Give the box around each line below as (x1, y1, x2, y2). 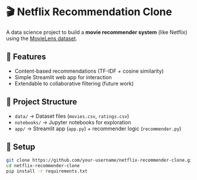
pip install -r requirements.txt (6, 168, 88, 174)
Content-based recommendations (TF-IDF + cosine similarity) (14, 67, 164, 74)
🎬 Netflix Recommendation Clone (6, 5, 172, 19)
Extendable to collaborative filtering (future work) (14, 80, 134, 87)
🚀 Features (6, 52, 46, 62)
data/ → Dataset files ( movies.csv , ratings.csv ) (14, 113, 130, 120)
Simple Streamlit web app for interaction (14, 73, 113, 80)
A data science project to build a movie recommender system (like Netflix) (6, 28, 188, 36)
